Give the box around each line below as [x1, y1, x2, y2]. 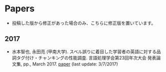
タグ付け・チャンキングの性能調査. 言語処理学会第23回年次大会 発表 [16, 55, 157, 61]
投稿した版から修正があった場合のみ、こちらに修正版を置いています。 [11, 20, 156, 26]
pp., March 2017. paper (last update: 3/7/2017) [23, 61, 118, 67]
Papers [4, 3, 35, 14]
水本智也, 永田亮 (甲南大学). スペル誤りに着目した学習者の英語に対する [11, 48, 157, 55]
